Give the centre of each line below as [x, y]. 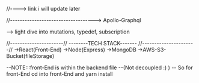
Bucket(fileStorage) [30, 56]
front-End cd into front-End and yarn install [60, 74]
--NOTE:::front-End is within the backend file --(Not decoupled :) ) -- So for [100, 67]
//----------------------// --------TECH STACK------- [72, 43]
